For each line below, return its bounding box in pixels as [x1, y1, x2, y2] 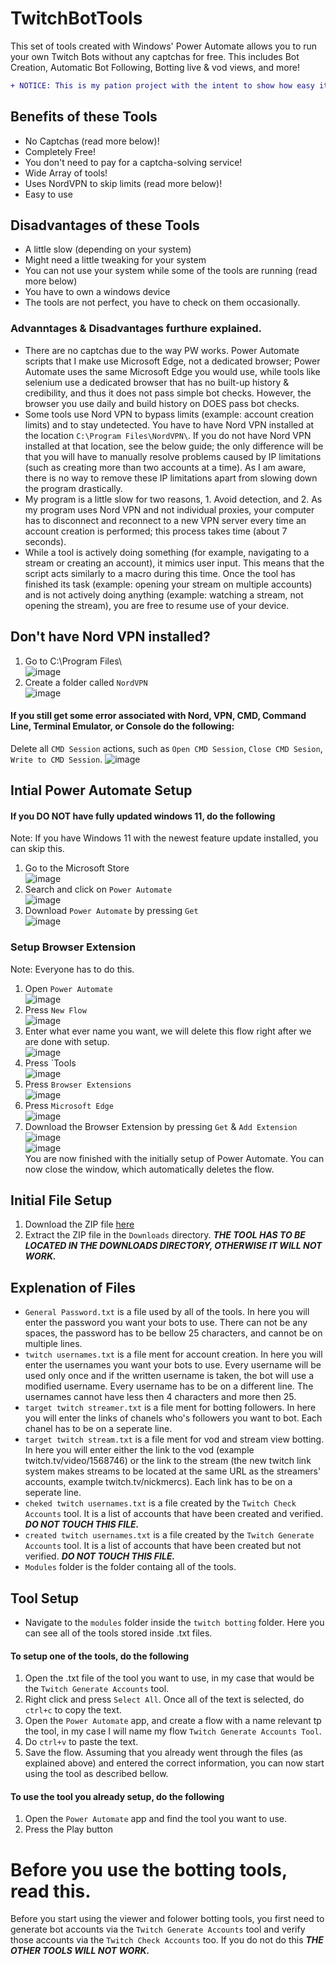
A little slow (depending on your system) [24, 243, 192, 256]
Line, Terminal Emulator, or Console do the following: [10, 720, 235, 732]
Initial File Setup [10, 1192, 113, 1209]
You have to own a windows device [24, 286, 171, 298]
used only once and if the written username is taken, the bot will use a [24, 1370, 315, 1382]
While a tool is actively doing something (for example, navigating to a [24, 546, 310, 558]
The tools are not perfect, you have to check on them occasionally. [24, 297, 301, 309]
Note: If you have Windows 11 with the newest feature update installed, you [10, 832, 319, 844]
